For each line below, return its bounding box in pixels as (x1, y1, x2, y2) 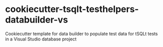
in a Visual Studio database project (5, 36, 77, 42)
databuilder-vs (5, 14, 68, 25)
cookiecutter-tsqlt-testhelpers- (5, 3, 139, 15)
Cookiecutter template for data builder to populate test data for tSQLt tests (5, 30, 158, 36)
